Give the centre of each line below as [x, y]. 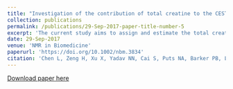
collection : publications [44, 20]
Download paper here [38, 78]
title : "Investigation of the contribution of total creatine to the [110, 13]
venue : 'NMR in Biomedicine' [49, 46]
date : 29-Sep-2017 [34, 39]
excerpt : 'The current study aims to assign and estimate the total [108, 33]
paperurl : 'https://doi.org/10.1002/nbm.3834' [76, 52]
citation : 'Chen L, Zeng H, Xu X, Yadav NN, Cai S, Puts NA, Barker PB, [114, 59]
